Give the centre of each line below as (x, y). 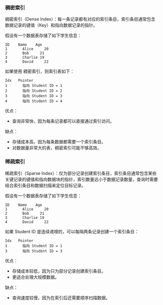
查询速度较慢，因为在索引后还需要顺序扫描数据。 (61, 298)
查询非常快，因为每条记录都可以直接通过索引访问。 (63, 121)
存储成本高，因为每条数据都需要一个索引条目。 (59, 142)
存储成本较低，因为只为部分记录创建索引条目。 (59, 271)
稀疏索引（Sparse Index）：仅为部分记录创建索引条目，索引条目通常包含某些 (81, 173)
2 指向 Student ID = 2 (34, 91)
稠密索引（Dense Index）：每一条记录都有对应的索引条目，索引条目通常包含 (80, 19)
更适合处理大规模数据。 (35, 277)
